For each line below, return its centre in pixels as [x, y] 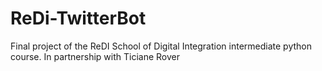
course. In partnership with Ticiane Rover [95, 56]
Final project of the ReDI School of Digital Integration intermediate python [161, 46]
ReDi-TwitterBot [78, 18]
